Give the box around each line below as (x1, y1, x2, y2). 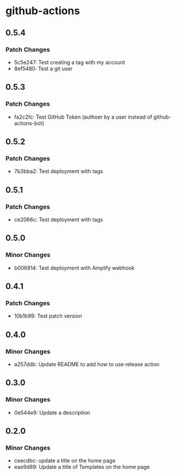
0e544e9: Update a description (14, 409, 91, 416)
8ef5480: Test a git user (14, 65, 73, 72)
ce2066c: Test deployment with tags (14, 216, 103, 223)
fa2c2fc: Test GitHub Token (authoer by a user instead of (14, 113, 152, 120)
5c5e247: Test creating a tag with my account (14, 58, 126, 66)
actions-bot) (14, 119, 45, 126)
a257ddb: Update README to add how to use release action (14, 361, 160, 367)
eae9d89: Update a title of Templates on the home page (14, 464, 151, 471)
